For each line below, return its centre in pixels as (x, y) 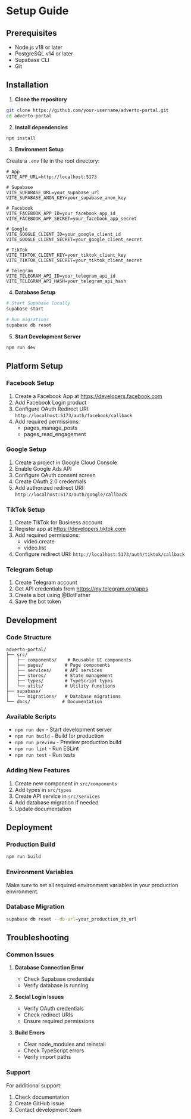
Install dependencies (41, 127)
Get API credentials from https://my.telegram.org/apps (82, 589)
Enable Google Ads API (43, 468)
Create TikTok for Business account (59, 523)
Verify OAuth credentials (54, 1009)
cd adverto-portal (29, 116)
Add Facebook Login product (51, 402)
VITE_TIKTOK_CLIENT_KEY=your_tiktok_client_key (66, 255)
